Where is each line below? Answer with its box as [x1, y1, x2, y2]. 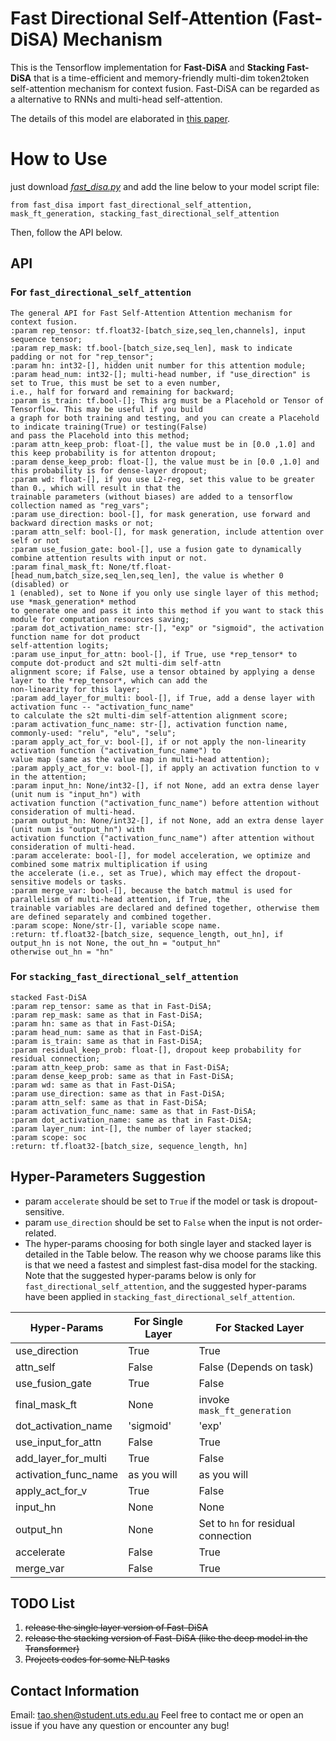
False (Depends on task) [198, 1360, 314, 1374]
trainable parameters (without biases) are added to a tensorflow [10, 492, 293, 502]
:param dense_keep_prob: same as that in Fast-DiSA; [10, 1071, 235, 1081]
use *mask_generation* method [10, 597, 137, 607]
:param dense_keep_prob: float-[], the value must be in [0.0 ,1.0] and [10, 457, 320, 467]
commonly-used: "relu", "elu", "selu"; [10, 728, 177, 738]
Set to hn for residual [198, 1516, 296, 1530]
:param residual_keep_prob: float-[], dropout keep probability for [10, 1045, 302, 1055]
